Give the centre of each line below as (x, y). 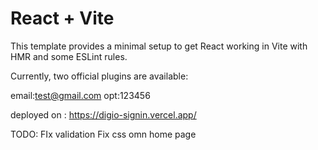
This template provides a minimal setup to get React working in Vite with (159, 46)
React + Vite (62, 18)
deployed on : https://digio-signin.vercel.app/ (103, 114)
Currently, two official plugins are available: (99, 76)
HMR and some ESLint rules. (69, 56)
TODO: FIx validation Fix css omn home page (103, 134)
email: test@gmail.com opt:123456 (80, 95)
